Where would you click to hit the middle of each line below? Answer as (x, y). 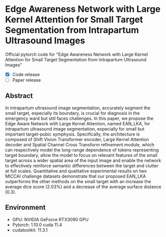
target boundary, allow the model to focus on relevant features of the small (81, 155)
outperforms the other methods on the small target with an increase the (78, 181)
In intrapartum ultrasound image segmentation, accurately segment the (78, 108)
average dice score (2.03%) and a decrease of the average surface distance (83, 187)
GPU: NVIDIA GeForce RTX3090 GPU (50, 219)
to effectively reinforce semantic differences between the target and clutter (82, 166)
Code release (26, 74)
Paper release (27, 80)
